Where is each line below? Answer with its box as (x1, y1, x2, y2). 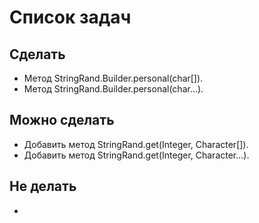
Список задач (9, 6, 132, 29)
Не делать (9, 178, 77, 195)
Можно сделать (9, 112, 115, 129)
